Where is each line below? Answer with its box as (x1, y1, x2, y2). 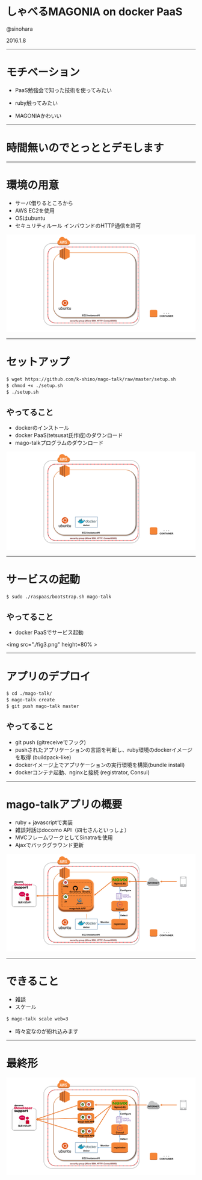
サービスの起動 (6, 573, 81, 586)
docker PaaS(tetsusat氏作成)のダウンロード (14, 432, 123, 439)
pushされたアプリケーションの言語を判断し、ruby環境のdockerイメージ (14, 746, 193, 753)
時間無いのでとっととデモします (6, 141, 164, 155)
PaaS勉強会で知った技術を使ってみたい (14, 86, 112, 93)
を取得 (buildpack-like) (14, 753, 72, 761)
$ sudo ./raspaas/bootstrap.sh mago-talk (6, 594, 112, 600)
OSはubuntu (14, 214, 46, 222)
